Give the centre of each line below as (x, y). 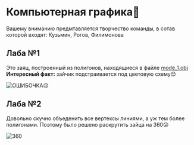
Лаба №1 (23, 54)
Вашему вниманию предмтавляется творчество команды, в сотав (91, 28)
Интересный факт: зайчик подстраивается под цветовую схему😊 (91, 74)
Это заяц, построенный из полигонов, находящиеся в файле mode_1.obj (97, 67)
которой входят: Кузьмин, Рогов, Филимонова (65, 34)
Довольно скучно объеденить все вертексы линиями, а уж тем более (96, 118)
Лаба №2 (24, 104)
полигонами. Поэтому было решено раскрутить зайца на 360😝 (87, 124)
